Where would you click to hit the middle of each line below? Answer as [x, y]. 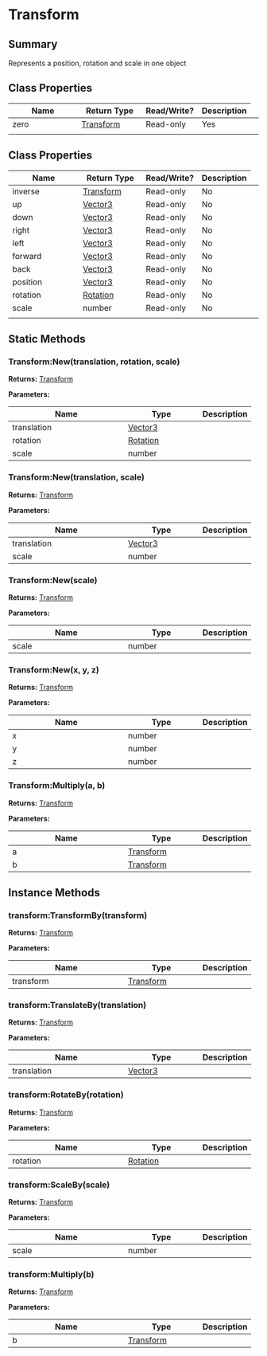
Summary [33, 44]
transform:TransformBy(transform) [78, 915]
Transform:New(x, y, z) [54, 669]
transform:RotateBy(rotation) [66, 1095]
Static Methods [47, 339]
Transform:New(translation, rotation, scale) [94, 362]
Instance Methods [54, 893]
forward [27, 256]
